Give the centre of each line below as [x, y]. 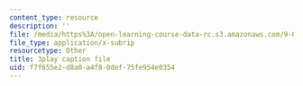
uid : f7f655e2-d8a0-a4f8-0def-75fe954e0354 [92, 68]
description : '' [40, 26]
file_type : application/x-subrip [72, 43]
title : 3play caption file [60, 59]
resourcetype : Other [48, 51]
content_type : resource [54, 17]
